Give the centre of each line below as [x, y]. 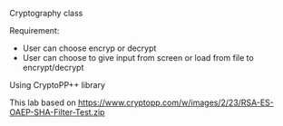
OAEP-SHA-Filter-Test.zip [57, 112]
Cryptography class [46, 13]
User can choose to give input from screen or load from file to [138, 58]
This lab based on [43, 102]
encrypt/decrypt [53, 68]
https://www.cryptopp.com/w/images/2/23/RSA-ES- [176, 102]
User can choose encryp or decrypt [89, 48]
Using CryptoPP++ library [58, 85]
